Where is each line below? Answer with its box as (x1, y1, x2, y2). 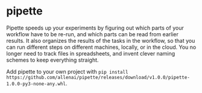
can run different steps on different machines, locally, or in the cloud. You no (6, 43, 197, 51)
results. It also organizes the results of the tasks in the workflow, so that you (6, 37, 195, 44)
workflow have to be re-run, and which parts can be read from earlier (6, 30, 179, 37)
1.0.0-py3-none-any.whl (6, 80, 66, 87)
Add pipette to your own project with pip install (6, 68, 128, 75)
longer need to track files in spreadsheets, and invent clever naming (6, 50, 175, 57)
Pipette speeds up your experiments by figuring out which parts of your (6, 24, 184, 31)
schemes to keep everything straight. (6, 56, 99, 63)
